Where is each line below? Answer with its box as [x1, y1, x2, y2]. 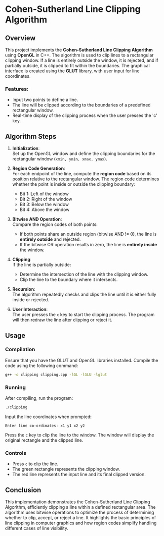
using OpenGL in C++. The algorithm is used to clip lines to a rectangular [5, 52, 154, 58]
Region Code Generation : [12, 165, 65, 171]
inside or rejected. [12, 297, 49, 303]
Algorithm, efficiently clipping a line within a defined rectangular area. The [5, 504, 156, 510]
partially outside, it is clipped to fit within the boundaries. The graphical [5, 63, 150, 68]
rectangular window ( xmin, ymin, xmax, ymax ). [12, 156, 108, 162]
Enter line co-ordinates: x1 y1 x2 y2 [5, 423, 85, 428]
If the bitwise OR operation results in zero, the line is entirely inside [19, 242, 157, 248]
